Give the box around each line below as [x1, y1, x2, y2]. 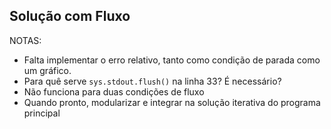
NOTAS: [9, 34, 42, 46]
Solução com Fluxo [9, 8, 131, 25]
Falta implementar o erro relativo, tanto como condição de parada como [23, 54, 321, 66]
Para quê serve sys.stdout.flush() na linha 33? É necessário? [23, 75, 282, 87]
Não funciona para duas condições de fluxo [23, 85, 205, 98]
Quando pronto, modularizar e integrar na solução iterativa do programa [23, 96, 321, 108]
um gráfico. [23, 64, 72, 76]
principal [23, 107, 61, 119]
